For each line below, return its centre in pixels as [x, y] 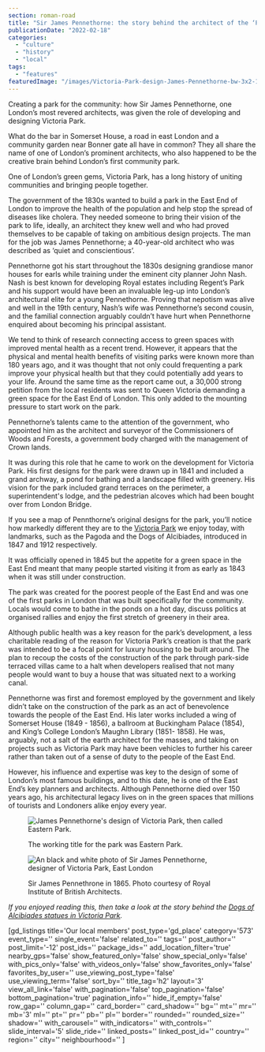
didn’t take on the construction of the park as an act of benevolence [119, 706]
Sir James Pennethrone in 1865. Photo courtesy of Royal [119, 883]
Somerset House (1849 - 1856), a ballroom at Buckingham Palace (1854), [127, 723]
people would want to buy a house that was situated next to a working [122, 674]
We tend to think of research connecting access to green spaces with [121, 339]
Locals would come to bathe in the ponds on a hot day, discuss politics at [127, 609]
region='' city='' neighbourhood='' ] [67, 1039]
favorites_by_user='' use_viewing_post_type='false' [91, 972]
